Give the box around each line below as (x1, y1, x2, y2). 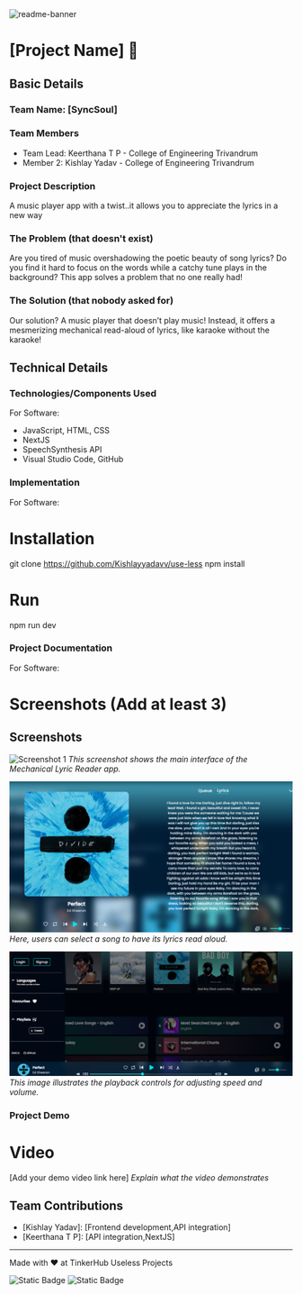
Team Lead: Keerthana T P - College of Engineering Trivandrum (22, 148, 259, 159)
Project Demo (9, 1108, 70, 1121)
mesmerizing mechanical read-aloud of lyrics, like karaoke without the (9, 324, 270, 335)
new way (9, 210, 43, 221)
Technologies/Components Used (9, 387, 157, 399)
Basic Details (9, 76, 84, 91)
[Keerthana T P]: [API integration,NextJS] (22, 1232, 175, 1243)
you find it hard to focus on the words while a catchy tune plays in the (9, 262, 268, 273)
